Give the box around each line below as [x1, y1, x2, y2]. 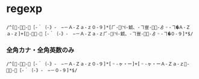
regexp [6, 2, 43, 16]
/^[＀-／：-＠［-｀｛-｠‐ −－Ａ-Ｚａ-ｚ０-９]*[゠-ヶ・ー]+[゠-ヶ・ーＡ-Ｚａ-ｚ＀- [6, 61, 190, 68]
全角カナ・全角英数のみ [6, 46, 74, 54]
